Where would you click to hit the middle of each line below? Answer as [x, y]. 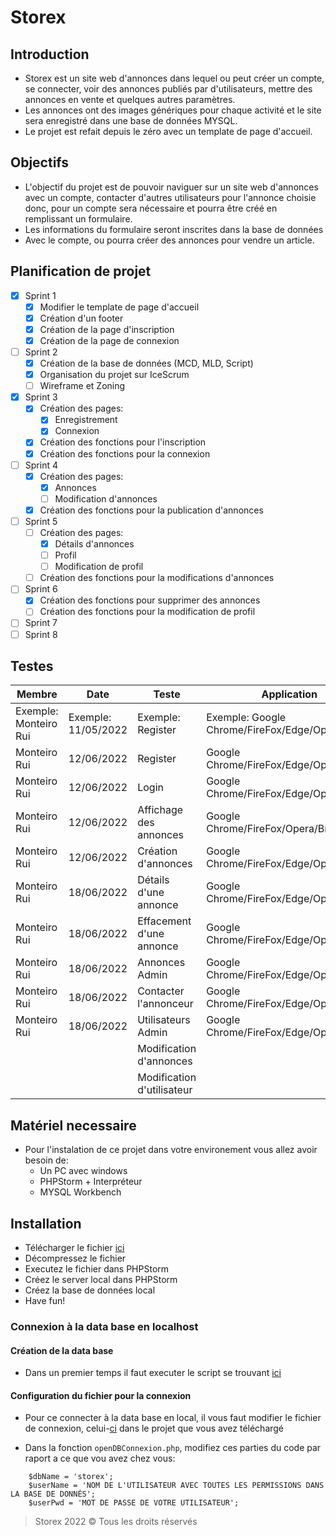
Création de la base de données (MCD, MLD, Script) [146, 363]
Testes [32, 666]
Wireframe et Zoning [82, 386]
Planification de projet [81, 271]
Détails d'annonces [94, 544]
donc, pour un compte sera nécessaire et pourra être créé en [151, 208]
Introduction [50, 54]
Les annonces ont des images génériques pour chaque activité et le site [173, 110]
